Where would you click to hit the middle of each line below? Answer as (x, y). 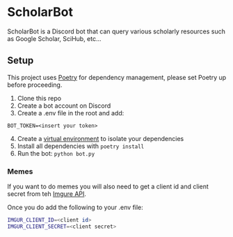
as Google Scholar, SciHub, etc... (55, 38)
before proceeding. (35, 85)
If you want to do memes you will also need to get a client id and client (108, 187)
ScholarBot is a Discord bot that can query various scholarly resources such (116, 31)
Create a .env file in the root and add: (71, 113)
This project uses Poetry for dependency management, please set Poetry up (117, 77)
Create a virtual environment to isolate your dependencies (101, 138)
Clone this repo (39, 98)
